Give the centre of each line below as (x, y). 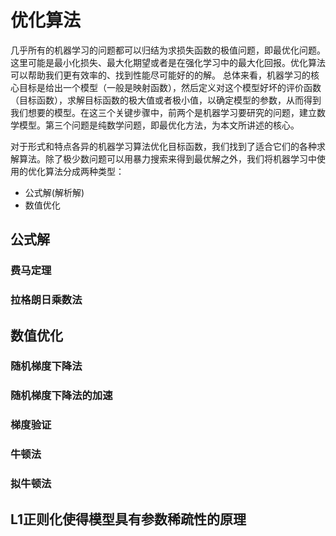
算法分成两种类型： (84, 171)
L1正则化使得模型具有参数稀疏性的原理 (128, 519)
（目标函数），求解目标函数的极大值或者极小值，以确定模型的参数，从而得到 (166, 100)
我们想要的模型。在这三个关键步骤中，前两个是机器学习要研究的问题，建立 (163, 112)
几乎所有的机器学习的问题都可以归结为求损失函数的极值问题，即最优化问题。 (168, 50)
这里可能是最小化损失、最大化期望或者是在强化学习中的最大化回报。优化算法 (168, 62)
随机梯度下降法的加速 (61, 396)
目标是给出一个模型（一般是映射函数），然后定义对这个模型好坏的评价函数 (170, 87)
